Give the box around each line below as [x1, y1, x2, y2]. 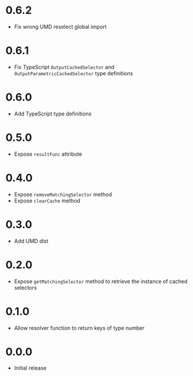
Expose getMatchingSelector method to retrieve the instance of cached [14, 278, 188, 285]
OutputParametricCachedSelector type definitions [14, 69, 133, 77]
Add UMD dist [14, 237, 48, 245]
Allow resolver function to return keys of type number [14, 324, 145, 332]
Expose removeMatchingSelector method [14, 191, 113, 198]
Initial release [14, 365, 47, 372]
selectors [14, 284, 37, 291]
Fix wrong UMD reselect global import [14, 23, 107, 30]
